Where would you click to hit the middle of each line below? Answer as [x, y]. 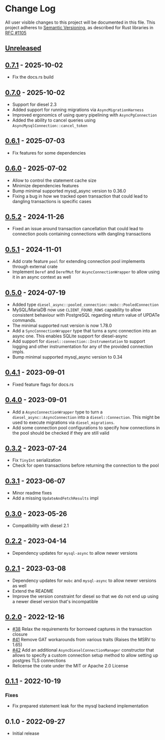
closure [20, 634]
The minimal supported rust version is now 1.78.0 [62, 326]
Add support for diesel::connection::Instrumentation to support [79, 341]
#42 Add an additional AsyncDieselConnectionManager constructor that [83, 650]
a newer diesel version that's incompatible [55, 601]
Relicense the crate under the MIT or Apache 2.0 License [70, 665]
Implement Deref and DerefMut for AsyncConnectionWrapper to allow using [86, 272]
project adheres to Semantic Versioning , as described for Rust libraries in [79, 27]
